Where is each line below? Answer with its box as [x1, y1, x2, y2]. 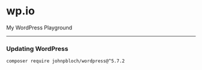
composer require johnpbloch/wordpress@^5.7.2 [6, 58, 125, 64]
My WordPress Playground [6, 24, 73, 31]
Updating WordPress [6, 44, 69, 53]
